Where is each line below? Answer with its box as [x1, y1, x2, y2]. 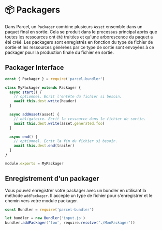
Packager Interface [5, 64, 64, 72]
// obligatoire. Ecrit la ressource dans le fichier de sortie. [14, 116, 146, 121]
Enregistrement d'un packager [5, 175, 99, 183]
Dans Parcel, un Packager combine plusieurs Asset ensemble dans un [5, 23, 143, 30]
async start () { [9, 90, 42, 95]
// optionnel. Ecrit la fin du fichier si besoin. [14, 139, 118, 144]
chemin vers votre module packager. [5, 197, 78, 203]
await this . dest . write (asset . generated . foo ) [14, 121, 105, 126]
